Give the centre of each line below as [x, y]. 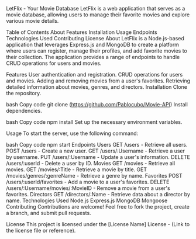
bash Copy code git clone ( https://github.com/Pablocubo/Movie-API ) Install [97, 104]
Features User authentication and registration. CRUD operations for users [94, 75]
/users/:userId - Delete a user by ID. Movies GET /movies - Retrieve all [91, 163]
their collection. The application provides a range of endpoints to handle [93, 57]
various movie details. [32, 21]
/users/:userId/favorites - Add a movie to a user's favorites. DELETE [88, 182]
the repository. [24, 93]
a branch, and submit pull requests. [49, 213]
